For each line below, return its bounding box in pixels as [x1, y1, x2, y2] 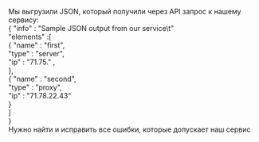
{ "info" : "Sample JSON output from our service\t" [8, 24, 175, 33]
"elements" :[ [8, 32, 52, 41]
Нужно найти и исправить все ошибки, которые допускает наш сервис [8, 125, 251, 134]
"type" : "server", [8, 49, 65, 58]
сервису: [8, 15, 39, 25]
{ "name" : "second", [8, 75, 77, 83]
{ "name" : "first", [8, 40, 65, 50]
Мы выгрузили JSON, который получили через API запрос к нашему [8, 7, 241, 16]
